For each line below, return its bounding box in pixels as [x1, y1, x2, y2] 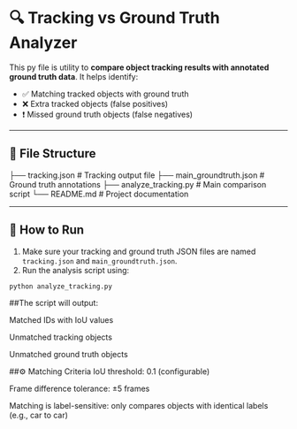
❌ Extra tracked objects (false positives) [21, 98, 169, 109]
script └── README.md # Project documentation [9, 188, 189, 199]
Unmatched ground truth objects [9, 349, 128, 360]
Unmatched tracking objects [9, 332, 113, 342]
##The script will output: [9, 298, 99, 309]
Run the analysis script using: [21, 264, 130, 275]
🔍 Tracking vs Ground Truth [9, 8, 220, 28]
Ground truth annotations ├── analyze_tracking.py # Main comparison [9, 179, 267, 189]
